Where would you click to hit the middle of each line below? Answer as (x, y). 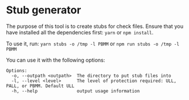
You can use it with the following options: (56, 60)
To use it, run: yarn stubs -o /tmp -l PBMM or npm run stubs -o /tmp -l (93, 44)
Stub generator (44, 10)
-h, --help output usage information (76, 91)
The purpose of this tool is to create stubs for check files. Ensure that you (95, 26)
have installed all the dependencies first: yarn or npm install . (80, 32)
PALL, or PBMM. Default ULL (40, 86)
